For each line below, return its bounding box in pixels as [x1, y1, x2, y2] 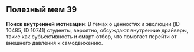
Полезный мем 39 [6, 5, 77, 15]
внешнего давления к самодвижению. [6, 39, 103, 46]
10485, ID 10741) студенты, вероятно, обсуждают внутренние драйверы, [6, 27, 189, 34]
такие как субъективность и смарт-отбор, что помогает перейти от [6, 32, 177, 40]
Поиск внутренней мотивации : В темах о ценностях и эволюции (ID [6, 20, 180, 27]
